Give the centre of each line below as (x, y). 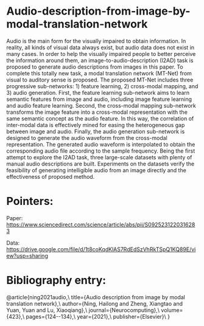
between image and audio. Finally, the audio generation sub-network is (96, 131)
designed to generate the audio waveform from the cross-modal (87, 137)
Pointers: (30, 201)
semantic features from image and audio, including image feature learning (99, 99)
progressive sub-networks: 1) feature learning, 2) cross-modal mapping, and (102, 86)
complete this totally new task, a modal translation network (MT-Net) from (99, 73)
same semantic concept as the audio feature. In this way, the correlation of (100, 118)
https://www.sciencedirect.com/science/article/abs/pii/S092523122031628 (101, 224)
